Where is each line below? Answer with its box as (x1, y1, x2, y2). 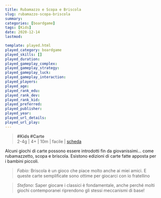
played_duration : (5, 56, 40, 61)
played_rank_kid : (5, 97, 40, 102)
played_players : (5, 79, 38, 84)
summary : (5, 16, 23, 21)
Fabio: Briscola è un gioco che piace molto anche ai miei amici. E (16, 167, 147, 173)
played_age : (5, 84, 29, 89)
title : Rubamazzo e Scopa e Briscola (5, 7, 81, 12)
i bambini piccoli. (5, 158, 39, 164)
